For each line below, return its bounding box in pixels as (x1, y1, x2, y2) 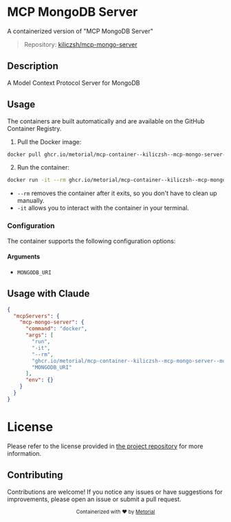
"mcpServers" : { (13, 312, 60, 319)
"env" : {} (25, 377, 54, 383)
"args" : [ (25, 332, 54, 339)
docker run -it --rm (7, 177, 67, 183)
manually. (16, 197, 45, 205)
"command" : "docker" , (25, 325, 88, 332)
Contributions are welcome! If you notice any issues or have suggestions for (7, 488, 223, 496)
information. (7, 449, 42, 457)
